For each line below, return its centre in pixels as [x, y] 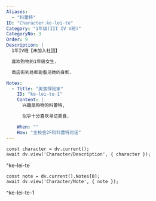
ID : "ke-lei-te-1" [40, 94]
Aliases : [17, 12]
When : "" [28, 127]
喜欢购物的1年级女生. [34, 61]
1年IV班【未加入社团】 [36, 51]
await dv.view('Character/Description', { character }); [79, 154]
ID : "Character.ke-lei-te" [40, 23]
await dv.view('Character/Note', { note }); [62, 181]
